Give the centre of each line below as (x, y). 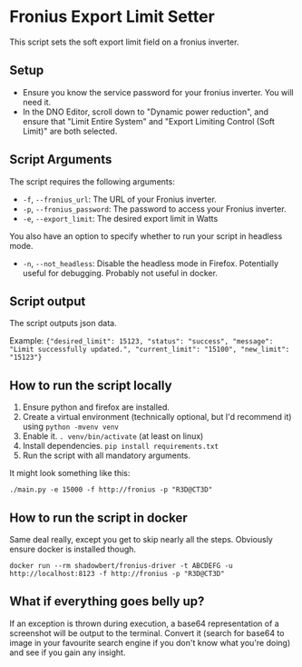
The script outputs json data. (63, 324)
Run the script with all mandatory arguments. (107, 455)
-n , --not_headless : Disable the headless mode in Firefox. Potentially (151, 263)
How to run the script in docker (98, 518)
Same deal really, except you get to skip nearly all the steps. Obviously (141, 539)
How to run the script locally (91, 385)
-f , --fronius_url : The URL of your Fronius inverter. (120, 199)
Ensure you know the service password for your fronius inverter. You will (158, 92)
